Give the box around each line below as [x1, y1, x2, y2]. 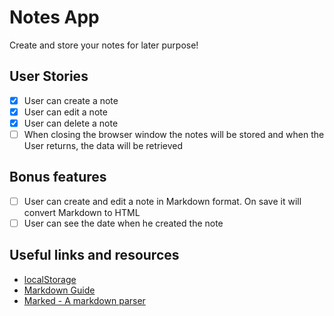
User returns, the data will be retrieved [23, 140, 184, 151]
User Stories [9, 68, 89, 85]
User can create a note [23, 94, 119, 106]
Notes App [9, 6, 100, 29]
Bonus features [9, 169, 107, 186]
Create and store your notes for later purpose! [9, 39, 199, 51]
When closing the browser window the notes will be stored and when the [23, 128, 325, 140]
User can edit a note [23, 106, 108, 118]
